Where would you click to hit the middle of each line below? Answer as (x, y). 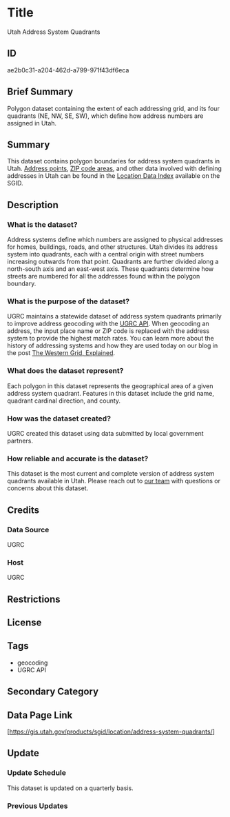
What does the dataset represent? (65, 371)
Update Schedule (37, 773)
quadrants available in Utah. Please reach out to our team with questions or (114, 481)
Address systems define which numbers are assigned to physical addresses (115, 240)
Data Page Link (40, 715)
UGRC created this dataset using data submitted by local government (105, 433)
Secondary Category (53, 692)
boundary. (22, 283)
